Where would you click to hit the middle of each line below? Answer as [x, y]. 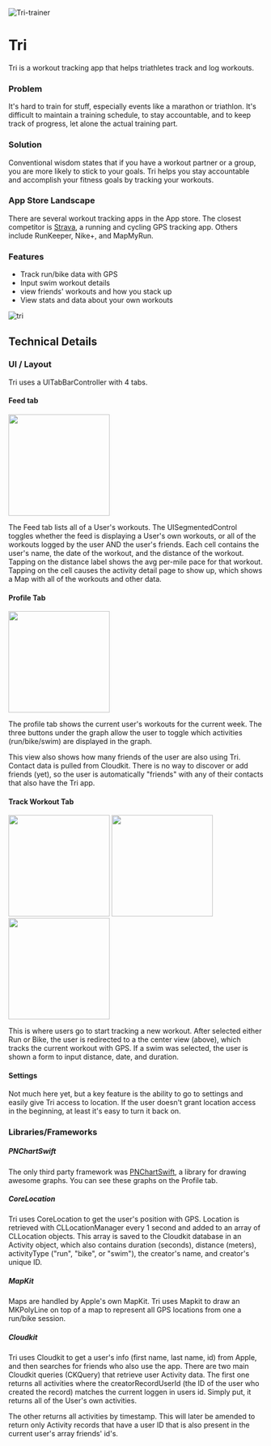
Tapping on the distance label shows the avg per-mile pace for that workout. [135, 562]
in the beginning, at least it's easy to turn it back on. [95, 1111]
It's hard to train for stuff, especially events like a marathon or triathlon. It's [132, 106]
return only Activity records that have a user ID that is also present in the [129, 1425]
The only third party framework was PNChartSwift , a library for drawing [127, 1172]
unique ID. [25, 1263]
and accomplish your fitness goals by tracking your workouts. [111, 179]
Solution [25, 144]
